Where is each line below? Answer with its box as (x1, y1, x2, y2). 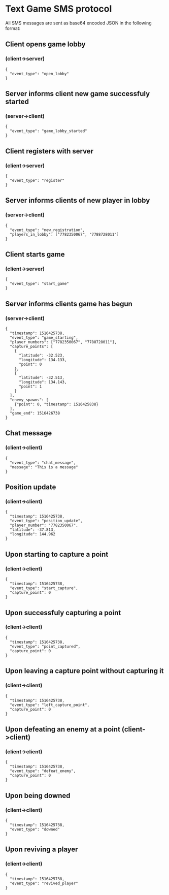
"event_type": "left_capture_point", (10, 702, 90, 708)
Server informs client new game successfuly (5, 89, 150, 98)
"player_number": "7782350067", (10, 523, 79, 528)
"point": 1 (18, 384, 42, 389)
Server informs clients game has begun (5, 299, 133, 308)
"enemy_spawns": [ (10, 397, 49, 403)
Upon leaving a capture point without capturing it (5, 666, 164, 676)
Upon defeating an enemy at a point (5, 725, 121, 733)
